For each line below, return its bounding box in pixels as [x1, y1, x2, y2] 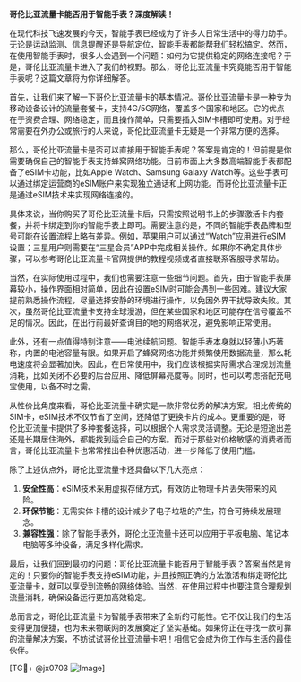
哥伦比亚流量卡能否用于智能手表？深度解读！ [9, 9, 175, 19]
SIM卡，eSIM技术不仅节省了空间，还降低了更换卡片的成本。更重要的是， [9, 412, 278, 422]
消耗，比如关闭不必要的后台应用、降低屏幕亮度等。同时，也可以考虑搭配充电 [9, 370, 292, 380]
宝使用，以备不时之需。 [9, 381, 96, 391]
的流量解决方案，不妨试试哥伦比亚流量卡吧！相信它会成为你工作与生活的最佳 [9, 634, 292, 644]
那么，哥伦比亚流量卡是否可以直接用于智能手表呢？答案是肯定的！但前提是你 [9, 144, 292, 155]
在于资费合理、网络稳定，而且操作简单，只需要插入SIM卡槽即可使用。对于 [9, 114, 283, 125]
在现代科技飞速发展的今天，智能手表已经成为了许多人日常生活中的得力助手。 [9, 28, 292, 39]
